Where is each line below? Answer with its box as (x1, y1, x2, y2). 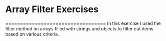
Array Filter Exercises (5, 4, 99, 15)
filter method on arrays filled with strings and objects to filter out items (5, 25, 154, 31)
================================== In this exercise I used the (5, 20, 161, 26)
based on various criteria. (5, 31, 59, 37)
